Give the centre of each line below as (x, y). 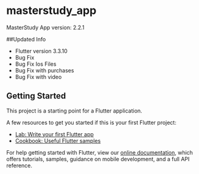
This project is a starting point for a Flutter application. (74, 111)
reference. (19, 165)
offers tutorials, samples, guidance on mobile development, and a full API (98, 159)
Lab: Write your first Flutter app (54, 134)
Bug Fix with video (38, 77)
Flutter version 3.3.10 (41, 51)
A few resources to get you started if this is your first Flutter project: (91, 122)
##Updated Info (26, 39)
